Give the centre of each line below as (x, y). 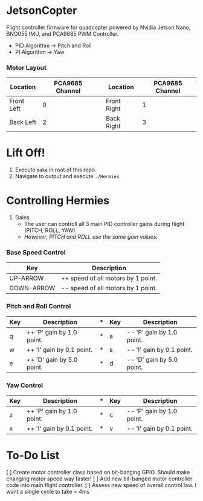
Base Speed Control (36, 253)
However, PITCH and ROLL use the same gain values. (91, 237)
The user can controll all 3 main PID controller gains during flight (104, 224)
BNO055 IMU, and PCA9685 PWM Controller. (63, 33)
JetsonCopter (42, 11)
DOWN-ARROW (32, 288)
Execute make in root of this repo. (56, 170)
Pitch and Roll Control (39, 307)
